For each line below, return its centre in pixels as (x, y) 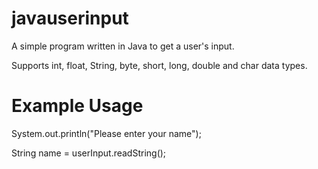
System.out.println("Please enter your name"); (106, 133)
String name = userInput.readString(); (89, 153)
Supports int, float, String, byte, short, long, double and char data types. (159, 65)
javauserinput (70, 18)
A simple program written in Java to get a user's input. (123, 46)
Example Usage (77, 106)
